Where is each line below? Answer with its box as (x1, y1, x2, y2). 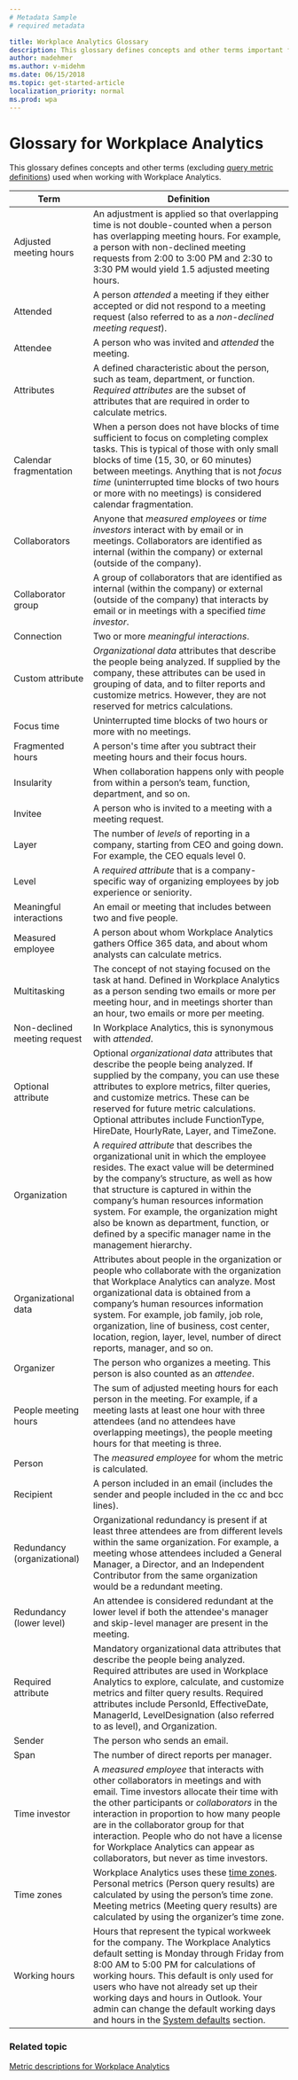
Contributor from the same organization (92, 1569, 258, 1582)
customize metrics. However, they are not (92, 689, 267, 702)
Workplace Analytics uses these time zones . (92, 1866, 278, 1879)
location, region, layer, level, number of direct (92, 1331, 282, 1344)
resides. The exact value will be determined (92, 1161, 275, 1173)
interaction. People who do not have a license (92, 1830, 283, 1842)
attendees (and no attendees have (92, 1416, 237, 1428)
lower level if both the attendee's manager (92, 1606, 269, 1619)
